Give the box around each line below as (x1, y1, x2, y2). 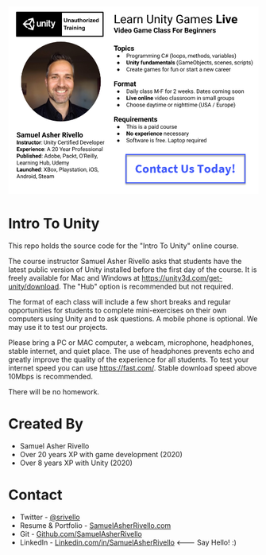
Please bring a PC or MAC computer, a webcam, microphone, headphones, (8, 337, 254, 347)
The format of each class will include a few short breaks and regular (8, 297, 232, 306)
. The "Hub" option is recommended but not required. (58, 281, 233, 291)
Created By (8, 415, 83, 433)
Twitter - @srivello (19, 512, 81, 522)
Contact (8, 486, 63, 504)
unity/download (8, 281, 60, 291)
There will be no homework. (8, 386, 100, 396)
